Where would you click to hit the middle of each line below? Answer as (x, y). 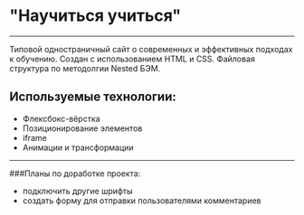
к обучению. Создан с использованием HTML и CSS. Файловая (133, 59)
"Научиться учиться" (95, 16)
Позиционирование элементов (82, 128)
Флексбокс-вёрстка (62, 118)
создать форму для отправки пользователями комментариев (142, 201)
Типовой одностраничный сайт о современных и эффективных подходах (151, 49)
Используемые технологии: (93, 97)
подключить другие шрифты (77, 191)
